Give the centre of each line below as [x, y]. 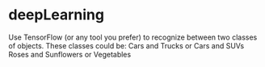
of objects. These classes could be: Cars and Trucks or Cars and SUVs [126, 45]
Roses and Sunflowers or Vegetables [70, 54]
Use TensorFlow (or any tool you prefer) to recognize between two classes [133, 37]
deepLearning [57, 15]
